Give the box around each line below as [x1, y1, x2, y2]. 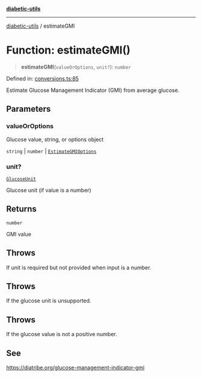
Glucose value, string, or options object [6, 135, 104, 143]
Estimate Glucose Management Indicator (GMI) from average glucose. [6, 87, 180, 94]
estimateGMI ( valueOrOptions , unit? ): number [20, 63, 131, 70]
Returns [6, 204, 37, 214]
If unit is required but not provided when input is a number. [6, 264, 151, 271]
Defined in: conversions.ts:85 [6, 75, 79, 82]
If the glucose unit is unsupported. [6, 297, 91, 304]
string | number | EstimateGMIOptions [6, 147, 97, 155]
